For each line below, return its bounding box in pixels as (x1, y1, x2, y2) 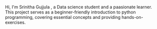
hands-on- (122, 14, 143, 20)
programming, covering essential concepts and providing (5, 14, 121, 20)
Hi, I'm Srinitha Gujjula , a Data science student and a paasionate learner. (5, 4, 152, 10)
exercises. (5, 19, 26, 25)
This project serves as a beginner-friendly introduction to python (5, 9, 136, 15)
